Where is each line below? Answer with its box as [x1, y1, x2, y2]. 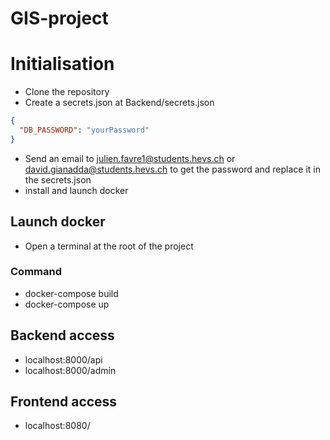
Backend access [10, 327, 115, 344]
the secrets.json [24, 173, 92, 186]
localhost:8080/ [24, 420, 91, 432]
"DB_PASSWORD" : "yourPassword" [19, 125, 150, 135]
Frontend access [10, 393, 118, 411]
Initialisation [10, 53, 115, 76]
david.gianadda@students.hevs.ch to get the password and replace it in [24, 163, 322, 175]
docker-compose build [24, 287, 119, 299]
